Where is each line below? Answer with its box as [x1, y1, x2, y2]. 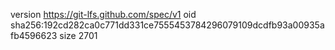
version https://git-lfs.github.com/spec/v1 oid [10, 9, 197, 20]
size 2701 [59, 30, 98, 41]
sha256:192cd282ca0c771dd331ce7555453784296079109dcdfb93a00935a [10, 19, 325, 31]
